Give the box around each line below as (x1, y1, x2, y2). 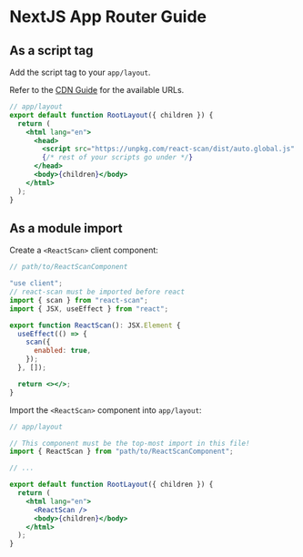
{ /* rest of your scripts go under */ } (42, 153, 194, 162)
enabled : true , (33, 346, 92, 356)
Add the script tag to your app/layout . (9, 67, 151, 77)
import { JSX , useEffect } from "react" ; (9, 304, 169, 314)
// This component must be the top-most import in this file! (9, 438, 250, 448)
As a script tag (9, 43, 94, 58)
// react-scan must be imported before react (9, 287, 185, 297)
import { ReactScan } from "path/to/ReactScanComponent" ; (9, 447, 234, 457)
